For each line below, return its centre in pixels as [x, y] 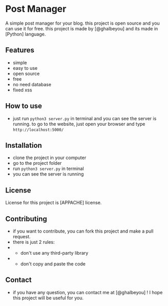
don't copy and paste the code [53, 264]
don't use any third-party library [54, 253]
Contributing [26, 219]
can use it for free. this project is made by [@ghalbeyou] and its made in [82, 28]
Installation [24, 145]
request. [22, 236]
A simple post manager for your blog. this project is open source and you [83, 23]
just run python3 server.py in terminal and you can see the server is [85, 118]
